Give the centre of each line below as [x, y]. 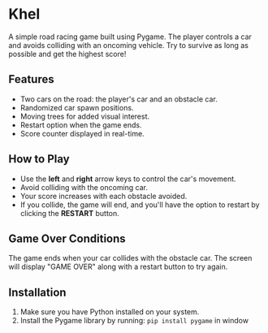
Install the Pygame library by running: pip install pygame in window [134, 321]
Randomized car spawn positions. [77, 107]
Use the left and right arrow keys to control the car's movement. [128, 179]
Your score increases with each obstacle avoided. [104, 196]
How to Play [39, 159]
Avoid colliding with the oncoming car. [84, 187]
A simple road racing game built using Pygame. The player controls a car [130, 37]
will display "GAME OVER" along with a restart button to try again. [118, 267]
